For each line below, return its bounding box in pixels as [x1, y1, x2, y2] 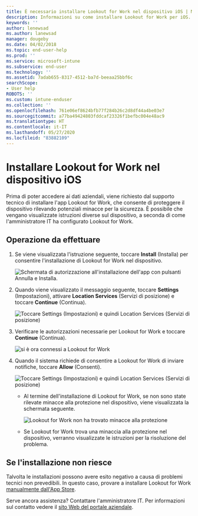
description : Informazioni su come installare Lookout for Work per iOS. [6, 14, 192, 20]
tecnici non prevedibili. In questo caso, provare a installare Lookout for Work [6, 479, 192, 486]
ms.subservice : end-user [6, 63, 67, 70]
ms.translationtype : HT [6, 119, 65, 125]
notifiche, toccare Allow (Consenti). [14, 363, 102, 370]
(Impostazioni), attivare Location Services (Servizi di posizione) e [14, 292, 175, 299]
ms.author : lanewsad [6, 31, 57, 37]
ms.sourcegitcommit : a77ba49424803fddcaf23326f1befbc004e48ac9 [6, 113, 165, 119]
